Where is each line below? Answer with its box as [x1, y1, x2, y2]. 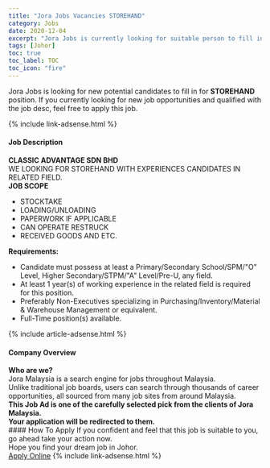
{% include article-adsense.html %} [8, 329, 127, 338]
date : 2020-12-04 [8, 27, 67, 35]
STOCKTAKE [19, 197, 63, 206]
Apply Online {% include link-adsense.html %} [8, 451, 162, 461]
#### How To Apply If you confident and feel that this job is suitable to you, [8, 425, 259, 435]
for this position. [19, 288, 75, 297]
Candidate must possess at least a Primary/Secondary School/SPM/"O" [19, 262, 257, 271]
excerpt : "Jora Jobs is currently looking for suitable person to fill [8, 34, 253, 43]
